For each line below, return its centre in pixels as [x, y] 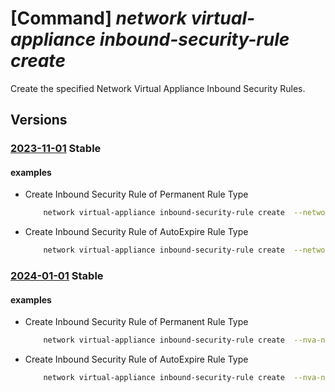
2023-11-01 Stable [56, 149]
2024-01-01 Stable [57, 276]
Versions [39, 120]
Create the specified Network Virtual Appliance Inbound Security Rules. [158, 88]
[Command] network [99, 18]
